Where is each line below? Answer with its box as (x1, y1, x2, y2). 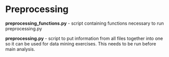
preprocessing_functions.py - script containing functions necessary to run (5, 20, 164, 26)
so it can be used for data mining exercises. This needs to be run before (5, 40, 156, 46)
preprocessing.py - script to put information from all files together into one (5, 35, 163, 41)
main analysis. (5, 46, 36, 52)
